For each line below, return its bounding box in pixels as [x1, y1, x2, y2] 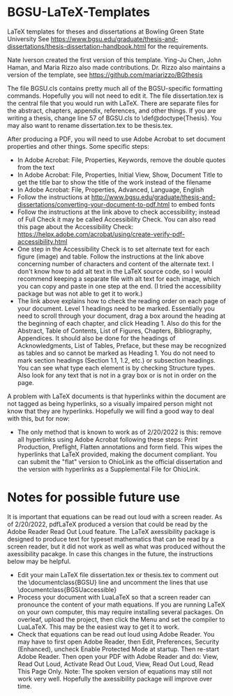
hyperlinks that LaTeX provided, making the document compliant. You [17, 450, 218, 458]
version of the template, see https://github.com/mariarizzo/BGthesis [7, 71, 203, 79]
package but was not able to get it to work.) [17, 289, 143, 298]
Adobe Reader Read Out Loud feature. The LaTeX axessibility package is [7, 527, 216, 535]
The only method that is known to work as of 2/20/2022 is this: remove [17, 428, 222, 436]
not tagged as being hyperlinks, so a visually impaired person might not [7, 399, 213, 407]
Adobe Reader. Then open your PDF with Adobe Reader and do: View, [17, 652, 218, 660]
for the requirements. [147, 42, 209, 50]
